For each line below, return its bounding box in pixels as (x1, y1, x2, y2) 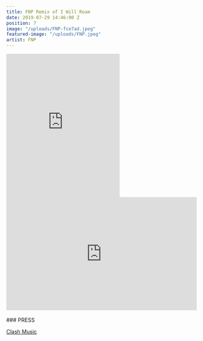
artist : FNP (6, 37, 36, 43)
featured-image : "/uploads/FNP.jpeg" (6, 31, 101, 37)
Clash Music (6, 328, 37, 335)
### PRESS (6, 316, 35, 323)
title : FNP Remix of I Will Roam (6, 8, 91, 15)
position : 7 (6, 20, 36, 26)
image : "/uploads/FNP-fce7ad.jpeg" (6, 25, 96, 32)
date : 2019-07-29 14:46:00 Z (6, 14, 80, 21)
